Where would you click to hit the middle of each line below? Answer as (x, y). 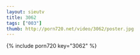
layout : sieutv (25, 12)
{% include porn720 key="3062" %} (52, 46)
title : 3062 (21, 18)
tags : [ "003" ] (24, 23)
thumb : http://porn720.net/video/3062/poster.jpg (70, 29)
